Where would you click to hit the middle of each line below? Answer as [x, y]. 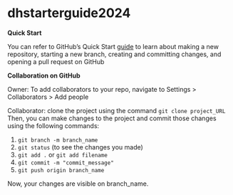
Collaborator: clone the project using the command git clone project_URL [116, 110]
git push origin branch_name [61, 170]
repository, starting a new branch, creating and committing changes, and [114, 54]
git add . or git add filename [63, 154]
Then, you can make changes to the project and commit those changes [112, 118]
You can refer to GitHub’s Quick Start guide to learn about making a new [113, 46]
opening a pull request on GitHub [56, 61]
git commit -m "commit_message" [66, 163]
